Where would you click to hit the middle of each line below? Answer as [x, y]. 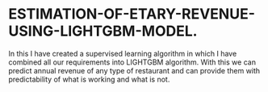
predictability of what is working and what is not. [89, 79]
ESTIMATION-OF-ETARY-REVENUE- [132, 14]
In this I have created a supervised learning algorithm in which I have [123, 53]
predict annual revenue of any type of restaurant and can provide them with [134, 70]
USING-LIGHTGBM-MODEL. [103, 31]
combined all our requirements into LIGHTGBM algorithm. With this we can [132, 62]
